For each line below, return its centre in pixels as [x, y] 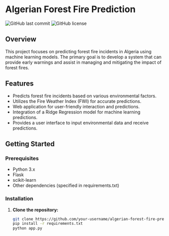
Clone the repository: [35, 210]
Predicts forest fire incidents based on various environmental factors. [84, 96]
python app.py [27, 228]
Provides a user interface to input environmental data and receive [80, 123]
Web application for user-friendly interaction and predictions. [76, 106]
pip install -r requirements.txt [48, 224]
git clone [23, 219]
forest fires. [17, 67]
